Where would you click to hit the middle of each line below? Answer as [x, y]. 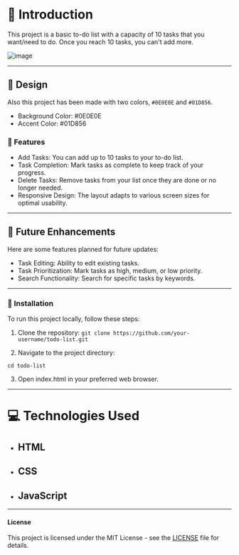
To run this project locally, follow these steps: [74, 319]
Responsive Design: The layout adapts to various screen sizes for [113, 195]
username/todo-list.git [53, 340]
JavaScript [42, 495]
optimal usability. [42, 203]
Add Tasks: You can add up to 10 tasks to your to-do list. [100, 158]
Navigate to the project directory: [66, 353]
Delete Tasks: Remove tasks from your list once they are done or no [117, 180]
